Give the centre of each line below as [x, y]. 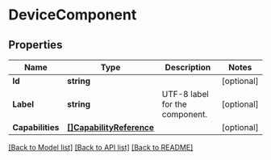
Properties [35, 45]
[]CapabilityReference [111, 127]
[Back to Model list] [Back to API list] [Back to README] [101, 147]
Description [188, 67]
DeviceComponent [73, 15]
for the [174, 104]
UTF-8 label [186, 94]
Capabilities [36, 127]
